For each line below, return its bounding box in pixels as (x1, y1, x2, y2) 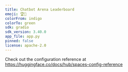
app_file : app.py (5, 34, 40, 39)
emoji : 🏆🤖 (5, 12, 27, 16)
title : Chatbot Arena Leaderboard (5, 7, 75, 12)
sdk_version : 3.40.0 (5, 29, 47, 34)
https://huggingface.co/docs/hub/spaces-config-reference (5, 61, 123, 67)
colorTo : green (5, 20, 36, 26)
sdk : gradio (5, 25, 29, 30)
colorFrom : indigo (5, 16, 42, 21)
